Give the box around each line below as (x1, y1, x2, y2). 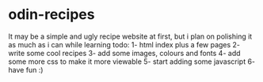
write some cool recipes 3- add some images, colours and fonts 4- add (8, 48, 241, 58)
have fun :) (8, 65, 44, 74)
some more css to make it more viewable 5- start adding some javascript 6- (8, 57, 256, 66)
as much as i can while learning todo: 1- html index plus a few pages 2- (8, 39, 240, 49)
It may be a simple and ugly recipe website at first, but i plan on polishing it (8, 32, 253, 41)
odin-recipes (8, 6, 95, 24)
